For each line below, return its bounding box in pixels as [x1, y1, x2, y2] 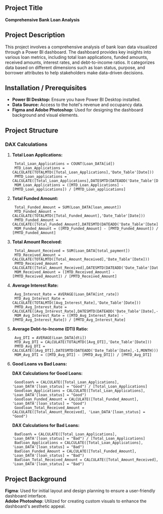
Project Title [5, 4, 43, 12]
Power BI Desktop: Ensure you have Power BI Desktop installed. [12, 97, 141, 103]
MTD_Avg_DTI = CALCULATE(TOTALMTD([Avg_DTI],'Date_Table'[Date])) [14, 340, 152, 345]
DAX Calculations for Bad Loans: [12, 422, 80, 428]
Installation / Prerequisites [5, 84, 87, 92]
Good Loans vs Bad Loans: [12, 361, 67, 367]
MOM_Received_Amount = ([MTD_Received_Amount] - [14, 270, 115, 275]
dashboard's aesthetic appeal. [5, 503, 66, 509]
